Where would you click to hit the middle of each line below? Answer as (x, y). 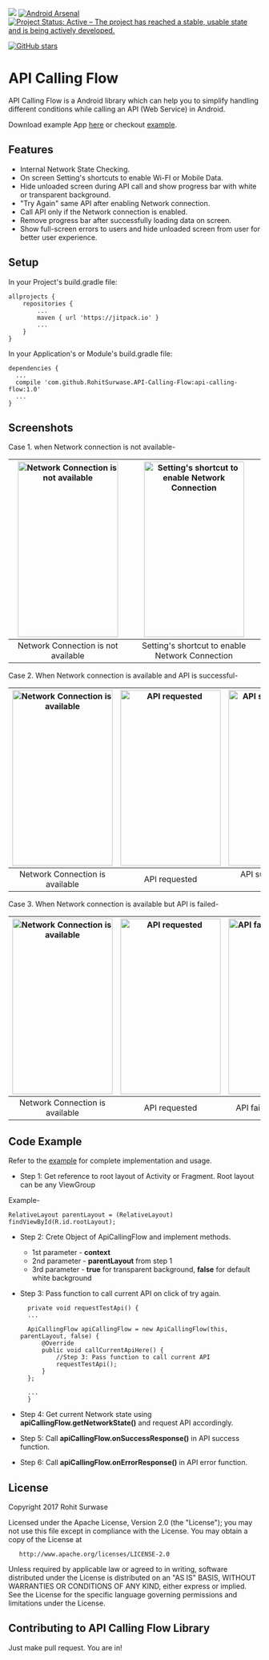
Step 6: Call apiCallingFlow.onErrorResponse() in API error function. (134, 1463)
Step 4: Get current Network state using (86, 1415)
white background (62, 1278)
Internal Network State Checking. (75, 169)
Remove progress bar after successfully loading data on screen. (126, 220)
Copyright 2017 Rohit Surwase (58, 1507)
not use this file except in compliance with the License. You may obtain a (128, 1531)
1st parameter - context (71, 1253)
